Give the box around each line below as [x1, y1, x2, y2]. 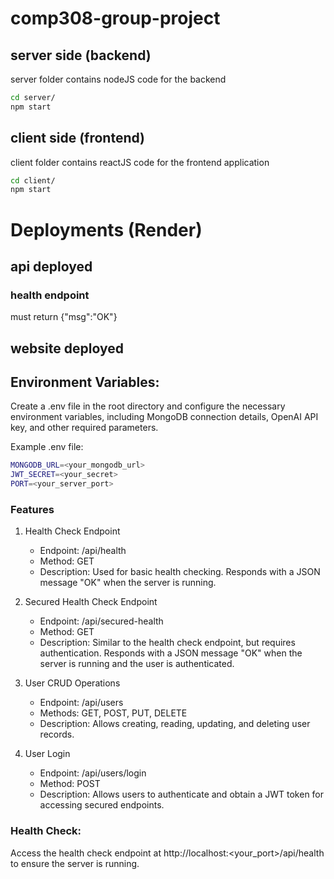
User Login [24, 748, 71, 760]
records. [39, 728, 75, 741]
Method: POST [39, 778, 101, 790]
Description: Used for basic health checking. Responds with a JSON [39, 566, 321, 578]
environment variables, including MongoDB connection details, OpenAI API [10, 411, 319, 423]
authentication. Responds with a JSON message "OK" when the [39, 647, 303, 659]
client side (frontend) [10, 130, 146, 147]
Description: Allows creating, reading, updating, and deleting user [39, 718, 311, 730]
